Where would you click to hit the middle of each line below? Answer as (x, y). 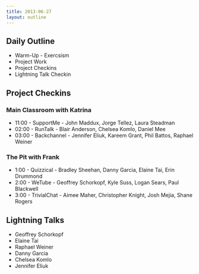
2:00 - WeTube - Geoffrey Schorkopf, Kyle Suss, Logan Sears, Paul (97, 183)
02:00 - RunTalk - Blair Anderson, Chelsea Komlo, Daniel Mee (90, 129)
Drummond (29, 176)
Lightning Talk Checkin (43, 74)
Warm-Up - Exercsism (42, 55)
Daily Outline (31, 41)
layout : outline (26, 17)
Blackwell (26, 189)
